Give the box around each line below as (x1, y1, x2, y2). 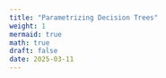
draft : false (9, 47, 58, 56)
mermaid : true (9, 30, 63, 39)
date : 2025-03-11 (9, 55, 74, 64)
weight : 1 (9, 22, 47, 30)
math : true (9, 38, 50, 48)
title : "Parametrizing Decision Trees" (9, 13, 159, 22)
